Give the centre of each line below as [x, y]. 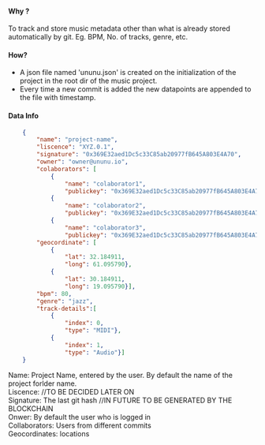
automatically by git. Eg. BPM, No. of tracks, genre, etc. [98, 37]
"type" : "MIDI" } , [93, 331]
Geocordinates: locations [49, 433]
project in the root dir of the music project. [88, 81]
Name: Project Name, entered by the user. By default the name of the [120, 375]
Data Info [24, 116]
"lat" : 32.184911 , [95, 257]
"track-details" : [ [67, 309]
